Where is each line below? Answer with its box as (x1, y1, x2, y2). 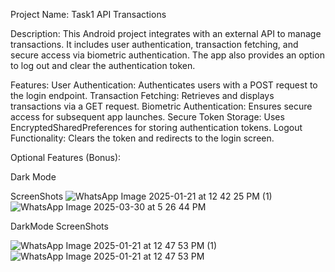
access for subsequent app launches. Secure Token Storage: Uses (10, 111, 285, 123)
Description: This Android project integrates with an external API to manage (10, 28, 322, 39)
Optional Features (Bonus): (10, 152, 122, 163)
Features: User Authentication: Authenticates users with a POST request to (10, 79, 318, 91)
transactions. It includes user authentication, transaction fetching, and (10, 39, 299, 50)
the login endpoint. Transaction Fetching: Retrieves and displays (10, 90, 275, 101)
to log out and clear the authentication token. (10, 60, 196, 71)
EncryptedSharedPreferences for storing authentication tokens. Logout (10, 122, 303, 133)
